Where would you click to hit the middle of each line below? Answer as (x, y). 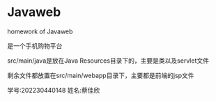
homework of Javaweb (40, 31)
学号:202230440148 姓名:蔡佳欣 (54, 90)
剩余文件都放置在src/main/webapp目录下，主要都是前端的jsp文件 (101, 75)
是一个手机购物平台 (35, 45)
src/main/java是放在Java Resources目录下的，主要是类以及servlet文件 (108, 61)
